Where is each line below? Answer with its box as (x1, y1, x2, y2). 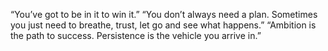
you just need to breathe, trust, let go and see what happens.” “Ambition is (10, 19, 317, 31)
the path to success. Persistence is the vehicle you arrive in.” (10, 30, 262, 41)
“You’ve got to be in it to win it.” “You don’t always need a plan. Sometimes (10, 9, 318, 20)
